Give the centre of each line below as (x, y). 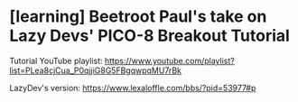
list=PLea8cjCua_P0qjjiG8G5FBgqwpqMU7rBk (96, 70)
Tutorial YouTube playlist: (56, 60)
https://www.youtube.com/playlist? (169, 60)
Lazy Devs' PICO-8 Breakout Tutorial (150, 36)
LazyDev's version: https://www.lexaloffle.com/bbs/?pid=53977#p (133, 88)
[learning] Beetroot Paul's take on (138, 17)
